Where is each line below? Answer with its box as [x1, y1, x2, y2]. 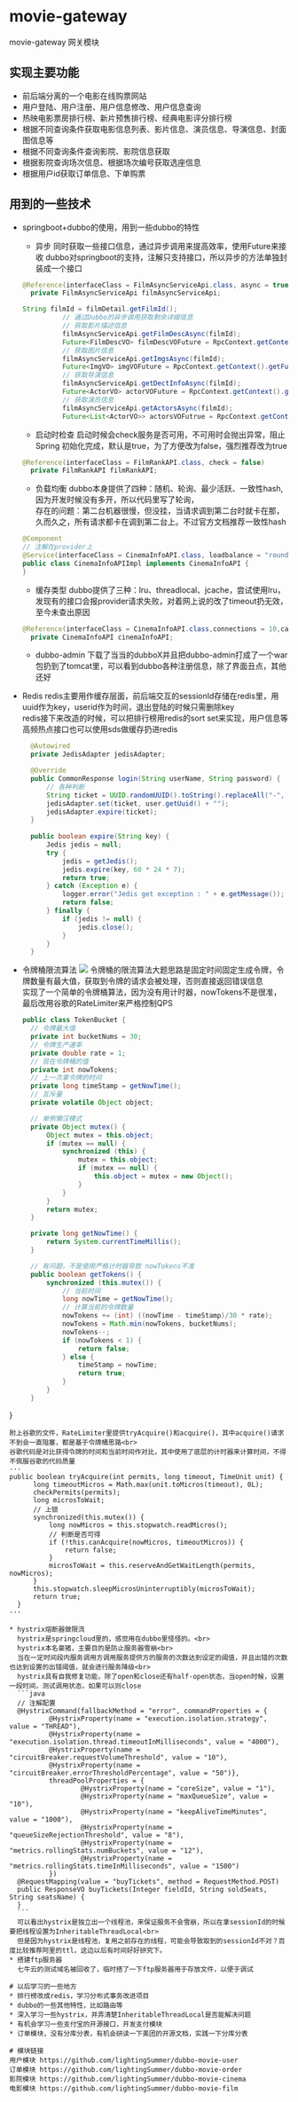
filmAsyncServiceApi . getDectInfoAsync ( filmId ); [61, 379, 241, 388]
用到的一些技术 [9, 197, 91, 212]
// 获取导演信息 [61, 371, 114, 380]
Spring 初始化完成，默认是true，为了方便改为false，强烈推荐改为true [35, 440, 288, 451]
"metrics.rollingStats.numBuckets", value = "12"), [9, 1846, 204, 1855]
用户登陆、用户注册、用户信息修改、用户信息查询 [21, 101, 201, 112]
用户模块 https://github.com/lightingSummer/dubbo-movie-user [9, 2056, 239, 2065]
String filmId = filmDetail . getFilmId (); [21, 304, 178, 314]
